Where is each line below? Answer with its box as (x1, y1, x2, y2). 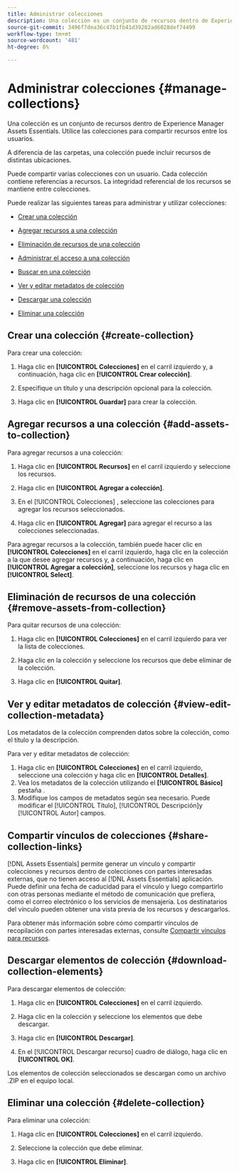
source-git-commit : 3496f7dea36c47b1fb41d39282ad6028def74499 (7, 24, 196, 31)
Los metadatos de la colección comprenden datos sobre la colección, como (7, 728, 230, 737)
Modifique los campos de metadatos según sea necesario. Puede (17, 794, 211, 802)
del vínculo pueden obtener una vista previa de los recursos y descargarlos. (7, 905, 230, 913)
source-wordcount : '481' (7, 37, 81, 44)
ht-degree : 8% (7, 43, 50, 51)
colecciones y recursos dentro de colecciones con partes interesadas (7, 867, 212, 875)
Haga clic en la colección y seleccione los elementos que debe (17, 1012, 203, 1020)
